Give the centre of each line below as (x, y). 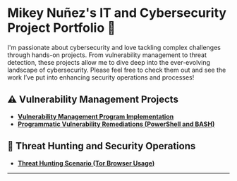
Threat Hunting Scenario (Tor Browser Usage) (86, 163)
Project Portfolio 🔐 (62, 28)
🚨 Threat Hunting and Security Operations (102, 146)
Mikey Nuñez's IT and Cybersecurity (117, 13)
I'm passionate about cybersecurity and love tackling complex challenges (114, 47)
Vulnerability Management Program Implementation (96, 116)
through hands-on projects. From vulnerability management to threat (107, 55)
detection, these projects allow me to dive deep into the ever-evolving (109, 62)
